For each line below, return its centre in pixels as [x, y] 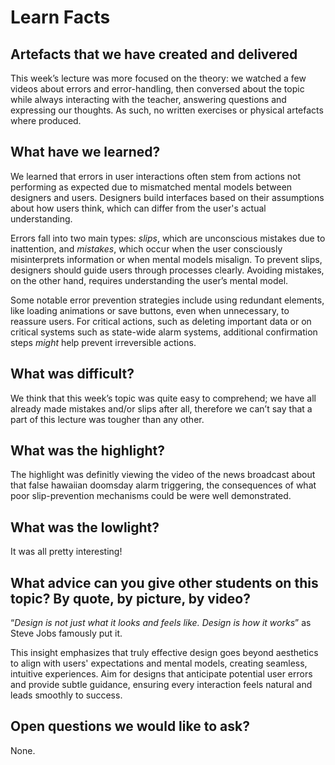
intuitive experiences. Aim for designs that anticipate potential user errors [161, 674]
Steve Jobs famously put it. [66, 633]
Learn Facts [60, 17]
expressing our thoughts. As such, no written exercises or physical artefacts [167, 110]
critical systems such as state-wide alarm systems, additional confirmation [164, 332]
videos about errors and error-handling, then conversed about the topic [157, 89]
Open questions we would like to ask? [130, 726]
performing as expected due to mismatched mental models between [151, 187]
